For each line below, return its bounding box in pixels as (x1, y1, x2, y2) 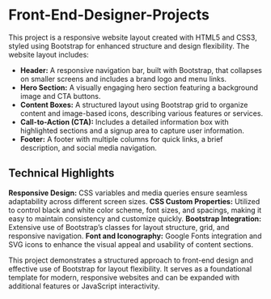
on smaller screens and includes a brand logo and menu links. (19, 74, 227, 83)
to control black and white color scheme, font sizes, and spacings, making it (8, 205, 262, 215)
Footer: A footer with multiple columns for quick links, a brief (19, 134, 223, 143)
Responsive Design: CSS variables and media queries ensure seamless (8, 188, 248, 198)
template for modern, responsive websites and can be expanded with (8, 272, 240, 282)
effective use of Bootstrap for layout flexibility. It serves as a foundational (8, 263, 252, 273)
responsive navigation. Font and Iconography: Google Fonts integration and (8, 231, 262, 241)
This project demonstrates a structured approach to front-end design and (8, 255, 253, 265)
